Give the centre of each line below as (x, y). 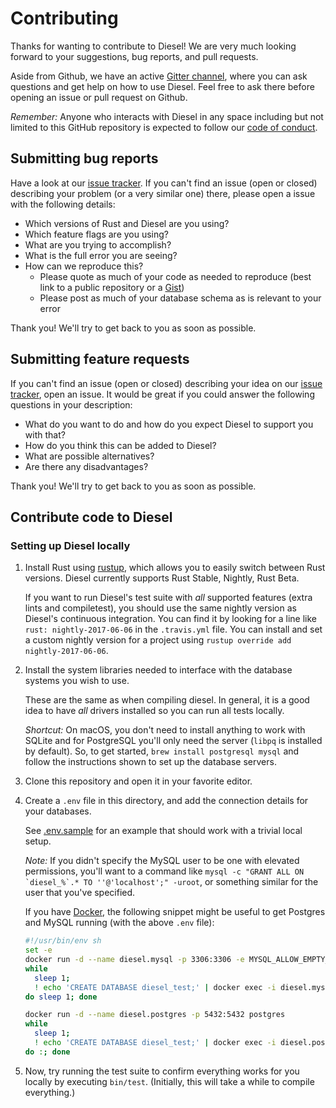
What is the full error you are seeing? (101, 255)
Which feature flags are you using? (97, 234)
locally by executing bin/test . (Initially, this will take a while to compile (169, 1081)
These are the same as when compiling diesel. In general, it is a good (167, 700)
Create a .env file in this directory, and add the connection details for (166, 801)
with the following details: (63, 204)
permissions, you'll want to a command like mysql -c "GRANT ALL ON (164, 871)
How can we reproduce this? (84, 266)
